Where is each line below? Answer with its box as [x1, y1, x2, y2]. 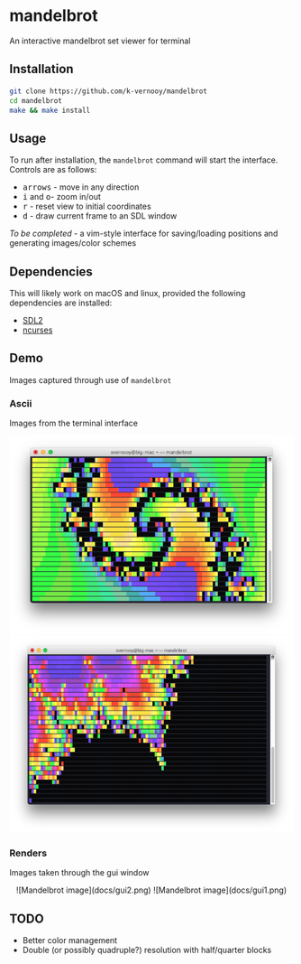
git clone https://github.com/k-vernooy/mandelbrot [9, 87, 207, 96]
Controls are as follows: [9, 164, 97, 175]
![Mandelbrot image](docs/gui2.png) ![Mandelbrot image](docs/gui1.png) [15, 884, 287, 895]
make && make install [9, 106, 91, 115]
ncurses [22, 324, 53, 335]
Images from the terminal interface [9, 417, 138, 429]
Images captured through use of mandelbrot [9, 374, 172, 385]
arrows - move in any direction [22, 182, 140, 192]
